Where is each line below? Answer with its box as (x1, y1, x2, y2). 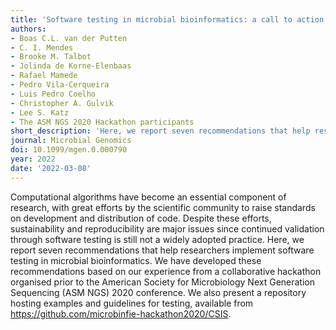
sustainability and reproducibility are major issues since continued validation (10, 222, 325, 235)
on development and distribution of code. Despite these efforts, (10, 212, 272, 224)
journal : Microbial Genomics (10, 136, 132, 146)
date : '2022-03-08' (10, 163, 92, 173)
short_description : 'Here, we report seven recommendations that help (10, 126, 311, 136)
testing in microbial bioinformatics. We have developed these (10, 254, 262, 266)
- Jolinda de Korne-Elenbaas (10, 61, 132, 71)
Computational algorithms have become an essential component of (10, 191, 287, 203)
